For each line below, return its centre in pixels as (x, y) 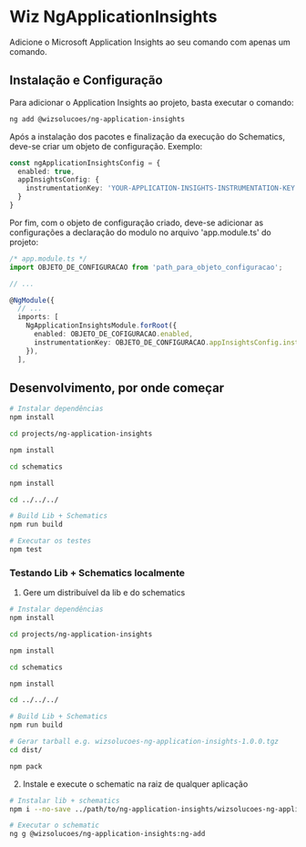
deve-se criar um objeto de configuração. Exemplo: (106, 146)
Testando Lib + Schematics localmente (97, 573)
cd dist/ (26, 749)
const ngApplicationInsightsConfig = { (85, 163)
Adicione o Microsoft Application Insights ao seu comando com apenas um (150, 42)
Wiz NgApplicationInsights (113, 17)
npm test (26, 550)
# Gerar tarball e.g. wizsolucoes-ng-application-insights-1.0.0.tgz (144, 742)
